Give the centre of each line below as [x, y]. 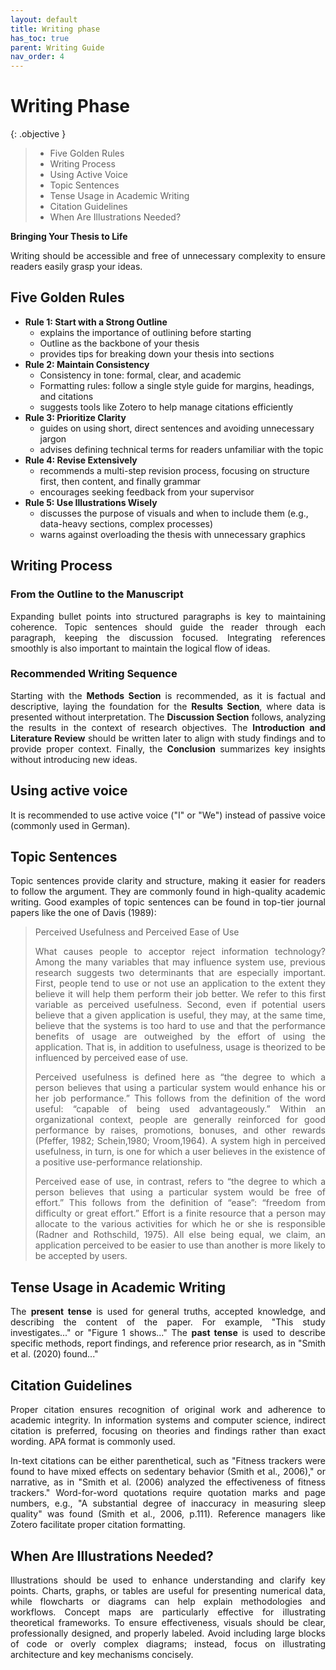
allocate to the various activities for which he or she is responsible [180, 1224]
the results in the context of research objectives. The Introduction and [168, 727]
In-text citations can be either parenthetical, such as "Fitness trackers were [168, 1461]
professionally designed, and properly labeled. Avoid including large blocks [168, 1633]
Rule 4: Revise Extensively [81, 460]
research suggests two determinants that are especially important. [180, 973]
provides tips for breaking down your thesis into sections [157, 353]
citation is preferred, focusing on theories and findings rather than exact [168, 1431]
